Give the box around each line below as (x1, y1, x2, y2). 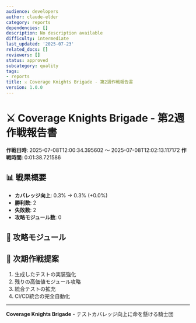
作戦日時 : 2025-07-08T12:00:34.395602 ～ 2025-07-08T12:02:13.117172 (6, 147, 180, 154)
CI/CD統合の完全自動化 (14, 293, 71, 300)
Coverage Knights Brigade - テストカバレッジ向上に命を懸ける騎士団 (6, 310, 174, 317)
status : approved (6, 57, 48, 63)
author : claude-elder (6, 14, 59, 20)
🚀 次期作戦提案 (6, 254, 60, 264)
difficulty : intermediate (6, 36, 69, 41)
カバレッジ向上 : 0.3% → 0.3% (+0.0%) (14, 192, 108, 199)
